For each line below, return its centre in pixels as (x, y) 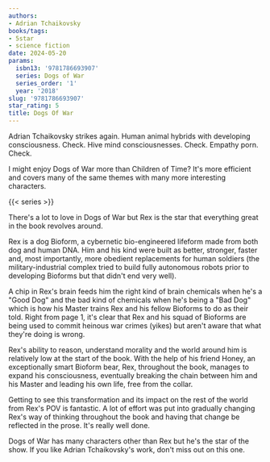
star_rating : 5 (34, 106)
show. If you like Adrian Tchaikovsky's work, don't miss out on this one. (127, 450)
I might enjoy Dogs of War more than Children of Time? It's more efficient (130, 169)
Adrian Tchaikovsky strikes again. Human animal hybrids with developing (130, 136)
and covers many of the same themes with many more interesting (117, 177)
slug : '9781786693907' (46, 98)
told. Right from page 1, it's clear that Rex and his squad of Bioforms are (128, 317)
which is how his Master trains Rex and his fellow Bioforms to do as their (129, 308)
